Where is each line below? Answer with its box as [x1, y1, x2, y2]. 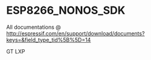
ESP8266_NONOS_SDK [6, 4, 126, 17]
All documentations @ [6, 23, 62, 31]
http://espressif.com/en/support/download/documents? [6, 29, 145, 37]
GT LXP [6, 47, 25, 55]
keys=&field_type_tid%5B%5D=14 [6, 36, 91, 43]
